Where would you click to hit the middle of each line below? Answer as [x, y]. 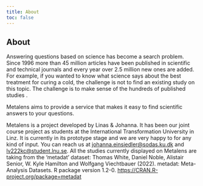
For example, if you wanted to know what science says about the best [94, 76]
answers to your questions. [40, 113]
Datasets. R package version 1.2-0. [73, 170]
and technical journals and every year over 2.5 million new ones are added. [100, 70]
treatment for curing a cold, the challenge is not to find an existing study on [101, 82]
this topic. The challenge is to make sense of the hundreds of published [96, 89]
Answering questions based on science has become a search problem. [95, 57]
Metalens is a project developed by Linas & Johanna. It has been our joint [98, 125]
